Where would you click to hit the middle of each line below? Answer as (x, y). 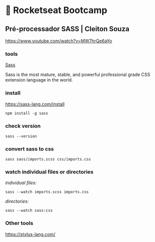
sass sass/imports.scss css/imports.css (48, 159)
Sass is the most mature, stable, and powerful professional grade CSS (78, 74)
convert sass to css (30, 149)
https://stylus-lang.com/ (30, 234)
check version (23, 126)
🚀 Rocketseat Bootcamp (56, 10)
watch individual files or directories (49, 172)
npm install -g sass (27, 113)
